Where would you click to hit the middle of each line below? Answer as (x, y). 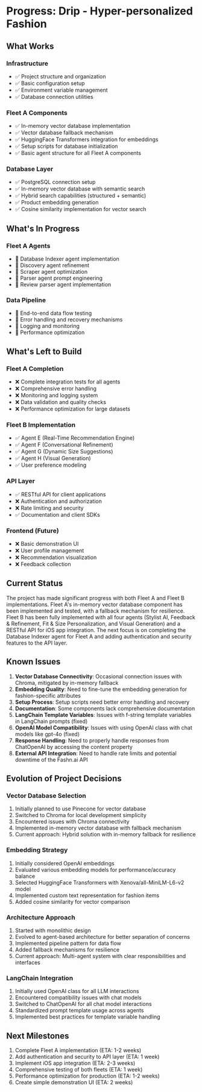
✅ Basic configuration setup (50, 83)
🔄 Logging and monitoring (47, 326)
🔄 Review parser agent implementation (63, 285)
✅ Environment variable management (61, 90)
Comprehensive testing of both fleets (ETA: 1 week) (79, 1070)
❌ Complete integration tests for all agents (68, 382)
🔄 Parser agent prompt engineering (59, 278)
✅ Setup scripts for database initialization (66, 147)
